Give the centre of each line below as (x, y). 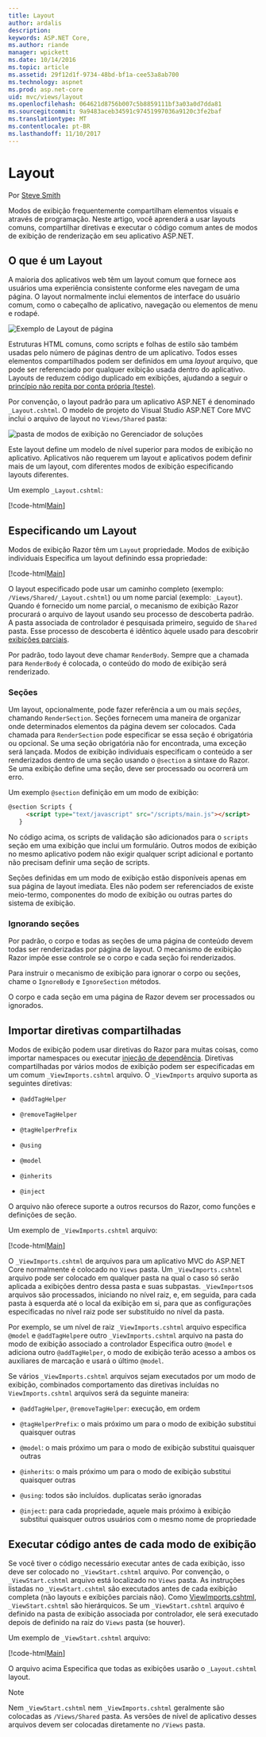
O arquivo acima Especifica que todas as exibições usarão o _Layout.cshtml (133, 1669)
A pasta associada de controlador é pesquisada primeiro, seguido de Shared (133, 623)
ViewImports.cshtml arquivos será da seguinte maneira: (98, 1393)
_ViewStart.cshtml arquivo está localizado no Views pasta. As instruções (127, 1581)
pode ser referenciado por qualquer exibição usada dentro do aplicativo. (127, 369)
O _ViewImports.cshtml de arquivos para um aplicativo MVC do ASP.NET (127, 1261)
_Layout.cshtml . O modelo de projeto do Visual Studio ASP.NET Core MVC (130, 411)
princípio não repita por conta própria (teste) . (82, 387)
